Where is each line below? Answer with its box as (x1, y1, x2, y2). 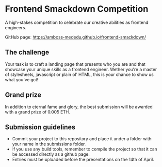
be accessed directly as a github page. (12, 151, 90, 157)
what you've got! (5, 76, 39, 82)
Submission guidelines (5, 123, 76, 131)
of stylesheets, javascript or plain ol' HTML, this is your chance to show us (5, 72, 154, 77)
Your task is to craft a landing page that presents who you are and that (5, 61, 146, 67)
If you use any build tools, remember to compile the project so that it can (12, 146, 158, 152)
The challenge (5, 48, 49, 56)
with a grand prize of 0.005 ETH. (5, 109, 70, 115)
